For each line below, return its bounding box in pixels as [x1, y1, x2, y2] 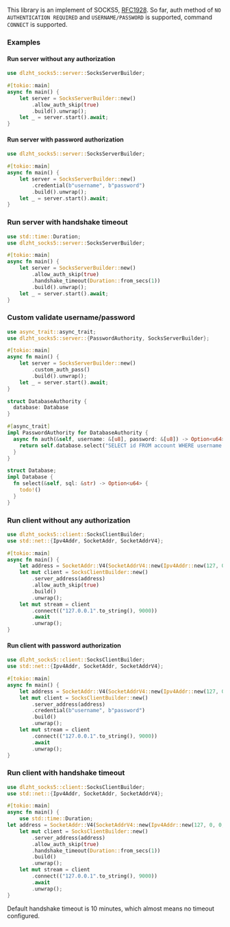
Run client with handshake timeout [7, 768, 125, 778]
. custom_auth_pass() [31, 367, 90, 374]
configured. [7, 911, 40, 919]
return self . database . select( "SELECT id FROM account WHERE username [19, 442, 222, 449]
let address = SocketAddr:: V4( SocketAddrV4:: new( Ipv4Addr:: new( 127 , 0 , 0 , [7, 822, 225, 829]
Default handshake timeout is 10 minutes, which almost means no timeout [7, 904, 214, 913]
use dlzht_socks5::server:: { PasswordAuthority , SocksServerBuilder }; [7, 334, 210, 342]
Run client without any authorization [7, 515, 131, 525]
